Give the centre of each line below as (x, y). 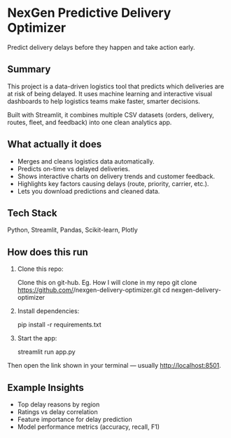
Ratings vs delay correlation (57, 412)
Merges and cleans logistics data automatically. (86, 161)
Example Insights (45, 387)
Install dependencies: (48, 311)
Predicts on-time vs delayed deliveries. (74, 168)
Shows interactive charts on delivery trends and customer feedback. (116, 176)
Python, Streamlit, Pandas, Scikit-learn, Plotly (72, 230)
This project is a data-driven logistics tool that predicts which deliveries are (116, 86)
